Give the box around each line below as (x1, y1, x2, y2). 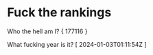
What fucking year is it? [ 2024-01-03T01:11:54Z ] (7, 40, 147, 48)
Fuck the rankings (7, 5, 112, 20)
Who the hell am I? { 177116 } (7, 27, 88, 35)
